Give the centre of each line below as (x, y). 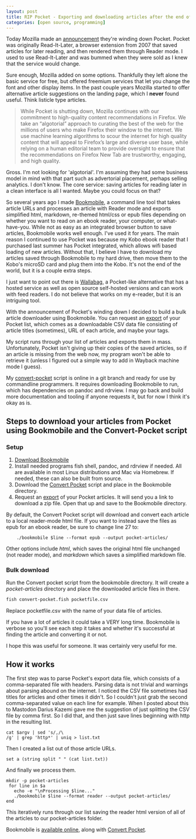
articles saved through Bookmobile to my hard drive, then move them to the (97, 258)
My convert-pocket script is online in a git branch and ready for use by (91, 378)
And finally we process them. (41, 770)
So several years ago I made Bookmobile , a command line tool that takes (93, 202)
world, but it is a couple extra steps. (49, 271)
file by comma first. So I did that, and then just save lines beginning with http (98, 716)
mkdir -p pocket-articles (37, 781)
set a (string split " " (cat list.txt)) (57, 759)
